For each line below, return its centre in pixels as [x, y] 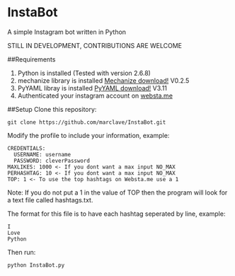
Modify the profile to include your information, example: [88, 135]
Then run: [22, 252]
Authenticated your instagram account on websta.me [95, 96]
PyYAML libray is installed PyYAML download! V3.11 [92, 88]
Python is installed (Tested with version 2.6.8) [84, 73]
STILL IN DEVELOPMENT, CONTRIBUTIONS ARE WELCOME [95, 45]
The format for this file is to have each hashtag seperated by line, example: [116, 214]
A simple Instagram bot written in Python [67, 32]
